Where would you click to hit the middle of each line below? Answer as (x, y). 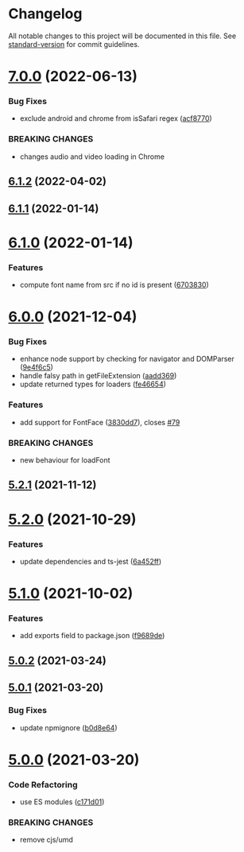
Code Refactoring (43, 784)
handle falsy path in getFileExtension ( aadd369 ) (98, 376)
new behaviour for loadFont (65, 460)
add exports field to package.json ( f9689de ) (92, 636)
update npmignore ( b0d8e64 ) (68, 727)
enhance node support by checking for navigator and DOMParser (127, 359)
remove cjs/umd (46, 840)
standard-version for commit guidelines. (74, 44)
